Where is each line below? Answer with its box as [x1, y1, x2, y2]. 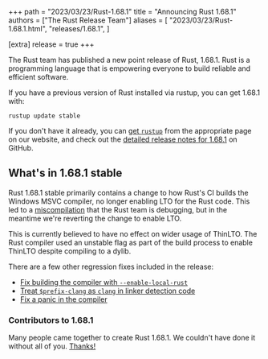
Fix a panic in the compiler [19, 294, 108, 304]
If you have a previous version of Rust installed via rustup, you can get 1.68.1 [8, 88, 261, 97]
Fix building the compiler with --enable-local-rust [19, 277, 189, 287]
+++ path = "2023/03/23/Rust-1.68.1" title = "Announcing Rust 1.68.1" [8, 7, 237, 16]
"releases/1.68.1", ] [48, 24, 110, 33]
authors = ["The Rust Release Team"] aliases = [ [8, 15, 169, 25]
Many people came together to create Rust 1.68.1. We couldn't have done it [8, 333, 256, 343]
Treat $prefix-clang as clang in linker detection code [19, 286, 196, 295]
